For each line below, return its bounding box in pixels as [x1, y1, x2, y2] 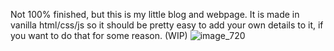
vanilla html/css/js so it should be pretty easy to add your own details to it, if [10, 19, 324, 31]
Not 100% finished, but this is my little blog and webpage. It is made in [10, 9, 300, 20]
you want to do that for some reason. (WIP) [10, 30, 188, 41]
